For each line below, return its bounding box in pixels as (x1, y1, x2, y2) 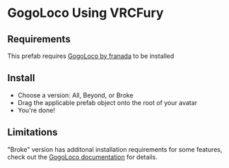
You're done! (17, 106, 55, 114)
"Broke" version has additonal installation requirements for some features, (7, 145, 223, 153)
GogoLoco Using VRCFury (7, 5, 164, 21)
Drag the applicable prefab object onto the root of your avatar (17, 98, 198, 107)
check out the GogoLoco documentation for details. (7, 152, 158, 161)
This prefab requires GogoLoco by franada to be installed (7, 52, 175, 60)
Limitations (7, 126, 58, 138)
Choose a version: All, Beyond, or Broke (17, 90, 134, 100)
